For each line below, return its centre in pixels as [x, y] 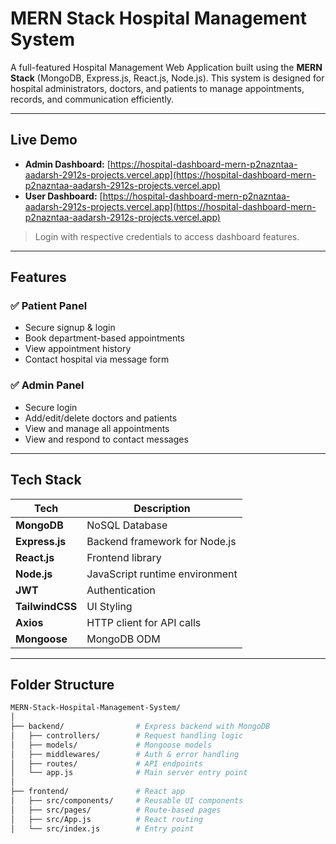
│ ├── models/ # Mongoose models [111, 745]
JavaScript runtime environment [162, 574]
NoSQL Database [127, 525]
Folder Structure [62, 684]
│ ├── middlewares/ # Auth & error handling [125, 754]
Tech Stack [46, 480]
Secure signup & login [70, 328]
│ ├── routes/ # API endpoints [106, 763]
